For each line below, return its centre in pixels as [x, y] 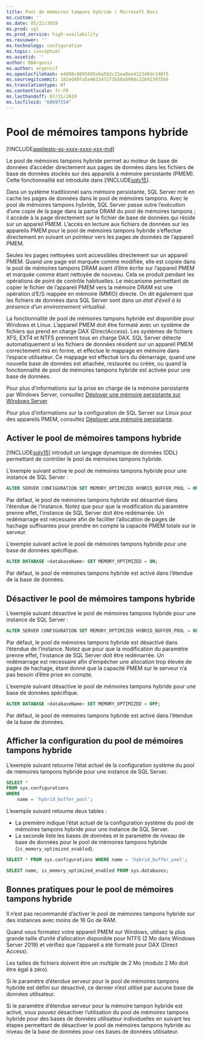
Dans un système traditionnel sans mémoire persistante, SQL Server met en [101, 192]
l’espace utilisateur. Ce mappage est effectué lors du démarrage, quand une [101, 357]
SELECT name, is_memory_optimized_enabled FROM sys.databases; [88, 871]
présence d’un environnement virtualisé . [56, 306]
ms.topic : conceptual [34, 52]
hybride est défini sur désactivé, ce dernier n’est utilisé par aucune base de [100, 987]
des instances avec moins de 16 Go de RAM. [62, 920]
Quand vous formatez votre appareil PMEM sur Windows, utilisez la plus [96, 932]
